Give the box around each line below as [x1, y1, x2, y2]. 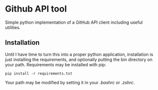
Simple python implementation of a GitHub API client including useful [5, 19, 143, 25]
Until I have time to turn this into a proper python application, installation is [5, 51, 154, 57]
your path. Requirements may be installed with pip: [5, 61, 107, 67]
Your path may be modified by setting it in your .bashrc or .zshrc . [5, 79, 135, 85]
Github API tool [5, 3, 67, 15]
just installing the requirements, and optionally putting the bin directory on [5, 57, 153, 62]
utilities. [5, 24, 21, 30]
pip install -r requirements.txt [5, 71, 73, 76]
